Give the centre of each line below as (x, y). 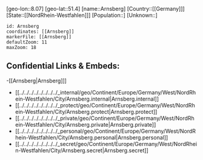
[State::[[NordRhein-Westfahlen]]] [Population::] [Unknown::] (82, 15)
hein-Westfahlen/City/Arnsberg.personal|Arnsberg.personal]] (92, 137)
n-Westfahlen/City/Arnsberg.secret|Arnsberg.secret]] (82, 150)
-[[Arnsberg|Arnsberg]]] (36, 81)
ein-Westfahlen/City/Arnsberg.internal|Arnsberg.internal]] (87, 99)
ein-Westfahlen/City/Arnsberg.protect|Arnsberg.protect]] (86, 112)
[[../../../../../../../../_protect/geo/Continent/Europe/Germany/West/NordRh (105, 105)
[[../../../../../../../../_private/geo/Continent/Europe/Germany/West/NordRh (105, 118)
